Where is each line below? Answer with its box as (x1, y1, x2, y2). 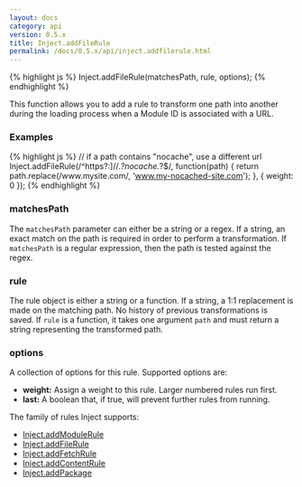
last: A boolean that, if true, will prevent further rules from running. (22, 394, 270, 405)
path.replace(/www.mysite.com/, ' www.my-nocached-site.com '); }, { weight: (9, 171, 294, 182)
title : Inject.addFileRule (9, 38, 111, 48)
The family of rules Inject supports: (9, 412, 140, 423)
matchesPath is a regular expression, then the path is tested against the (9, 242, 272, 253)
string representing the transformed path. (9, 324, 164, 335)
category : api (9, 22, 63, 31)
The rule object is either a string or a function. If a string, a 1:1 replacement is (9, 295, 294, 306)
